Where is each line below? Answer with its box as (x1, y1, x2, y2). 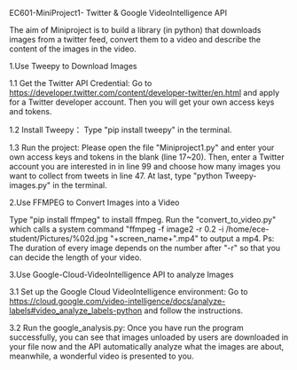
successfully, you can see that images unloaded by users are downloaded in (9, 332, 289, 342)
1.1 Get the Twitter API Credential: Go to (9, 78, 152, 88)
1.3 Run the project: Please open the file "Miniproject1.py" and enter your (9, 142, 275, 153)
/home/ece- (225, 224, 270, 234)
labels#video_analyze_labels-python (9, 305, 143, 316)
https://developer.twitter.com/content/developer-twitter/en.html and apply (9, 88, 280, 98)
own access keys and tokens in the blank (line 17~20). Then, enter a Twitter (9, 152, 285, 162)
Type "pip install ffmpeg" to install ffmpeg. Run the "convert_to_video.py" (9, 215, 277, 224)
